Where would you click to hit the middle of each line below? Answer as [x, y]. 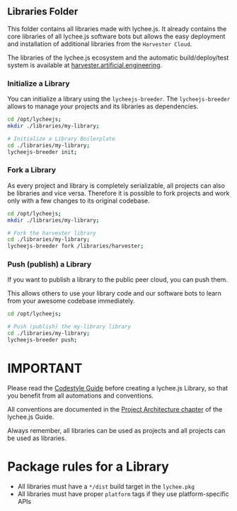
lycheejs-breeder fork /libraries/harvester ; [75, 246]
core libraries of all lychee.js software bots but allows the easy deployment [116, 36]
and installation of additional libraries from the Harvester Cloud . [100, 44]
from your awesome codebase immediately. [71, 301]
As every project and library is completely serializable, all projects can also [116, 185]
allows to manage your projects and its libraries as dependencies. [103, 106]
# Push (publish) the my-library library [69, 327]
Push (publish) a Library [50, 264]
